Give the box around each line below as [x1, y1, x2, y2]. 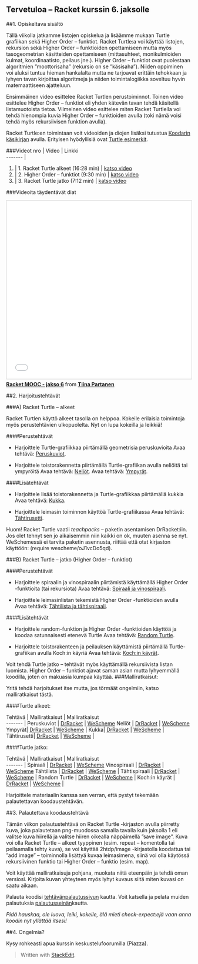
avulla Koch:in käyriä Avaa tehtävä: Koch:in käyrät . [37, 649, 159, 656]
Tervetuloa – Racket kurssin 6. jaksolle [6, 5, 150, 15]
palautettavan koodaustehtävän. [6, 798, 84, 805]
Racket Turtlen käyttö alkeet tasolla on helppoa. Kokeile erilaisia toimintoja [6, 414, 185, 422]
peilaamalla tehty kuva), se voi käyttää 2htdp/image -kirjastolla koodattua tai [6, 845, 191, 852]
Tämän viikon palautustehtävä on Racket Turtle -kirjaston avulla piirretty [6, 820, 180, 828]
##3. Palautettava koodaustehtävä [6, 809, 89, 816]
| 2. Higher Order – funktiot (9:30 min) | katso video [14, 170, 139, 178]
